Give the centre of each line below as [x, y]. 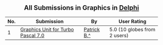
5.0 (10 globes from [132, 29]
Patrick [92, 29]
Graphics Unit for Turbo [47, 29]
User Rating [132, 21]
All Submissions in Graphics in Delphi [81, 8]
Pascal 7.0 [32, 35]
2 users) [119, 35]
